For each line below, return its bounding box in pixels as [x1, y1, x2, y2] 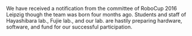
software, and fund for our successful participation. [6, 23, 133, 30]
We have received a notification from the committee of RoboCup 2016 [6, 5, 177, 12]
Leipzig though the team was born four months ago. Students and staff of [6, 11, 186, 18]
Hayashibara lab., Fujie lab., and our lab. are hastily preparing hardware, [6, 17, 182, 24]
